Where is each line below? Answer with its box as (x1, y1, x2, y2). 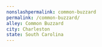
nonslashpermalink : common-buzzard (6, 9, 97, 15)
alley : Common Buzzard (6, 20, 64, 26)
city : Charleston (6, 26, 50, 32)
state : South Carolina (6, 32, 64, 38)
